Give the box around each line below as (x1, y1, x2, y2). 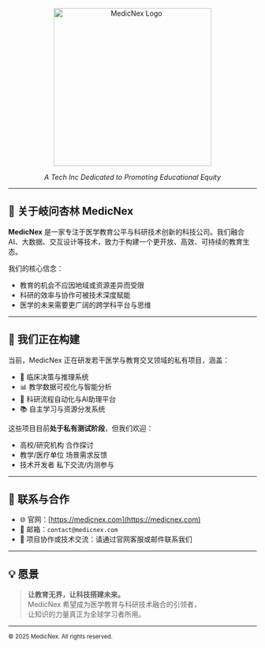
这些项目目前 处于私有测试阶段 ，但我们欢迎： (8, 423, 154, 433)
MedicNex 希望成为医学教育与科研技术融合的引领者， (27, 600, 201, 609)
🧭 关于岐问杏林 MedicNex (8, 204, 134, 218)
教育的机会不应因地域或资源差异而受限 (19, 280, 144, 290)
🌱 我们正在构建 (8, 333, 80, 346)
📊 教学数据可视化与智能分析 (19, 382, 112, 391)
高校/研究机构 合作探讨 (19, 440, 94, 449)
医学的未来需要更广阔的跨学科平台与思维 (19, 300, 151, 309)
